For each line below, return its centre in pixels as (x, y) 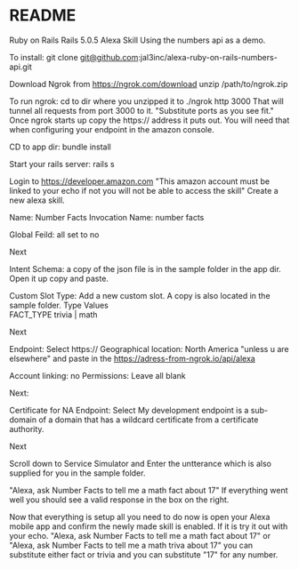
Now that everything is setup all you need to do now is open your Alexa (140, 517)
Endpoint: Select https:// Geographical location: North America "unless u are (149, 349)
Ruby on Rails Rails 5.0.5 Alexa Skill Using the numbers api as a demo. (137, 40)
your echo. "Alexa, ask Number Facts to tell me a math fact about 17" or (140, 535)
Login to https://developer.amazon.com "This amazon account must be (139, 181)
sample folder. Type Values (59, 305)
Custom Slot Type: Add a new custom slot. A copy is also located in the (140, 295)
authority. (27, 429)
